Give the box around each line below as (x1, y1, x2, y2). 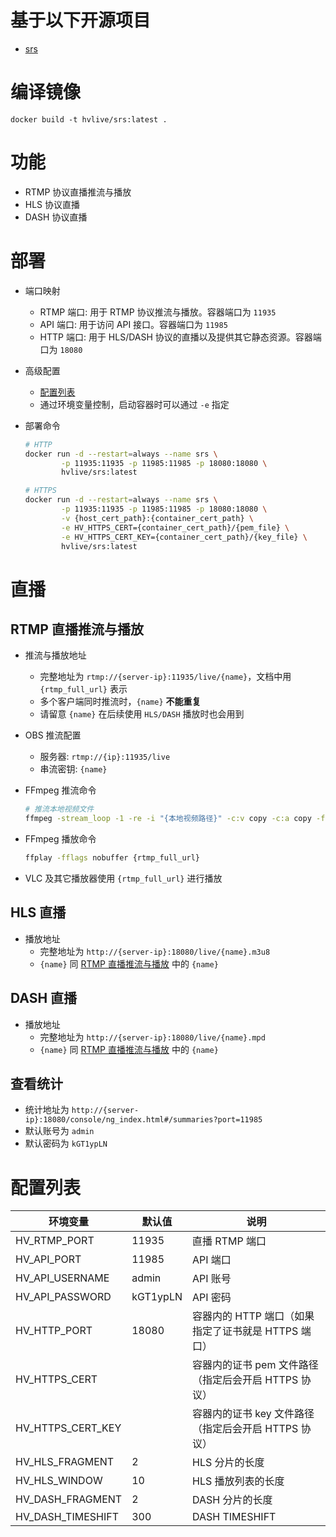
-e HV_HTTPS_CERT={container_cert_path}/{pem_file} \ (61, 522, 290, 533)
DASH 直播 (10, 990, 78, 1007)
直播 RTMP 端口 (192, 1234, 267, 1248)
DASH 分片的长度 (192, 1493, 273, 1507)
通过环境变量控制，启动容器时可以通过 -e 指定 (39, 398, 230, 410)
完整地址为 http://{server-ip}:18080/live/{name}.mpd (39, 1031, 266, 1043)
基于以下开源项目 (10, 9, 152, 32)
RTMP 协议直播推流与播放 (24, 186, 132, 198)
